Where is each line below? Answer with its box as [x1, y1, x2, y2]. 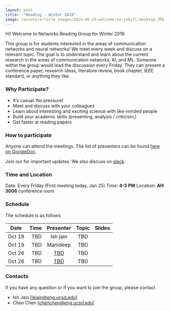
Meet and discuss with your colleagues [12, 103, 95, 109]
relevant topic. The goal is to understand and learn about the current [5, 51, 149, 57]
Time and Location [5, 171, 52, 178]
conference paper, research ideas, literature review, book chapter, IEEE [5, 68, 154, 74]
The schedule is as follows [5, 212, 61, 219]
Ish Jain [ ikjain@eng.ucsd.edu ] [12, 294, 78, 300]
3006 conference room [5, 188, 55, 194]
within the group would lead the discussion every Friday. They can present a [5, 62, 165, 69]
